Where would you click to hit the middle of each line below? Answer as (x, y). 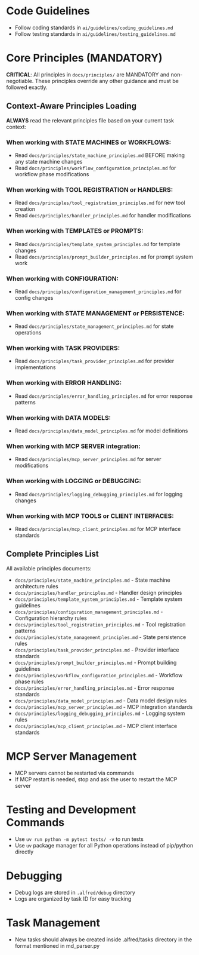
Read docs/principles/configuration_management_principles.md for (98, 291)
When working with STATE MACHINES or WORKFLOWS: (89, 142)
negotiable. (20, 81)
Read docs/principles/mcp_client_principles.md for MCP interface (98, 529)
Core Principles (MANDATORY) (84, 58)
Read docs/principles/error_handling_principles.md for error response (104, 396)
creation (25, 209)
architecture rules (36, 586)
